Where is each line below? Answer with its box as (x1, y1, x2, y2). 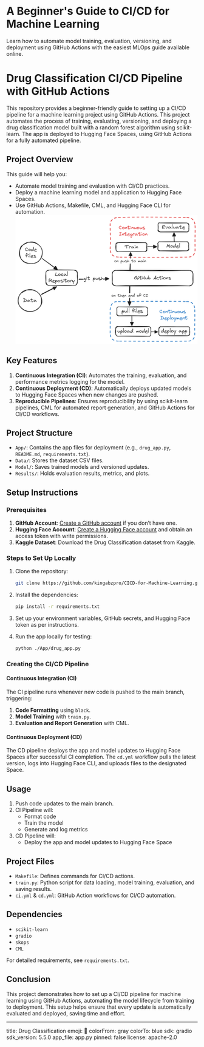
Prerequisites (6, 505, 47, 514)
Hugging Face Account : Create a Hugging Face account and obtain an (15, 526, 192, 533)
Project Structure (6, 428, 73, 438)
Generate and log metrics (24, 826, 88, 833)
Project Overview (6, 154, 73, 165)
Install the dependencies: (15, 591, 79, 599)
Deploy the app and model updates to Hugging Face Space (24, 839, 172, 846)
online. (6, 50, 23, 57)
